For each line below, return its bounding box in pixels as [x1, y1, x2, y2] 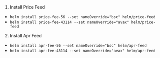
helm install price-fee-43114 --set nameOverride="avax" [9, 20, 129, 25]
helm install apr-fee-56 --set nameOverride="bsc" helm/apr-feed [9, 43, 147, 48]
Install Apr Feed [9, 33, 42, 38]
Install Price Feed [9, 4, 45, 10]
